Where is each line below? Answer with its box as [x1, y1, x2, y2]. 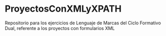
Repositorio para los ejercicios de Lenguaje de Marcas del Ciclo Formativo [5, 20, 161, 26]
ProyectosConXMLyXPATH [5, 3, 122, 15]
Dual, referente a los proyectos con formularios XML [5, 25, 115, 31]
